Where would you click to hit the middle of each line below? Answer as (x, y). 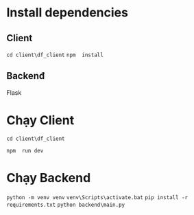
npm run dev (25, 150)
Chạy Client (40, 120)
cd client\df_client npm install (55, 55)
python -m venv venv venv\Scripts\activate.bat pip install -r (97, 197)
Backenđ (26, 76)
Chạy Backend (49, 178)
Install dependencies (67, 13)
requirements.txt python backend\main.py (65, 205)
